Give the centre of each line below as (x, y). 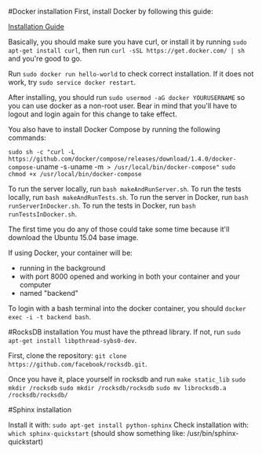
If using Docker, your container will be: (71, 253)
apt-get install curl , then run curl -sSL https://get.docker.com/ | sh (127, 50)
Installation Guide (36, 26)
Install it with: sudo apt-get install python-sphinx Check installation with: (129, 425)
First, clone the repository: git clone (67, 356)
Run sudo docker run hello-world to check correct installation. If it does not (131, 74)
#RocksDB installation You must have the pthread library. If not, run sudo (125, 332)
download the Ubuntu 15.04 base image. (73, 238)
